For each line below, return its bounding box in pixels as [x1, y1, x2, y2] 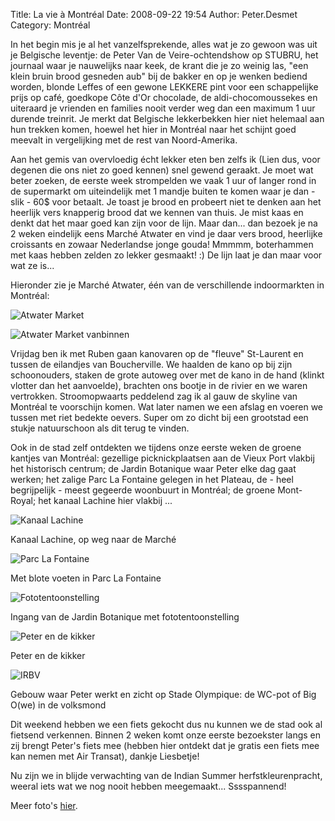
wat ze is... [10, 260, 55, 271]
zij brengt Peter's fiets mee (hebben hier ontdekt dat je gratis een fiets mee [10, 740, 320, 751]
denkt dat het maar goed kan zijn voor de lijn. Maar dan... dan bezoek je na [10, 217, 318, 229]
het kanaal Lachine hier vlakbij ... [38, 495, 173, 506]
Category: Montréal [10, 19, 91, 31]
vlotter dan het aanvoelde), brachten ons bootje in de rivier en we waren [10, 380, 308, 391]
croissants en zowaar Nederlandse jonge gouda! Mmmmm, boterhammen [10, 239, 314, 250]
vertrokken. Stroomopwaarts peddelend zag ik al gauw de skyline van [10, 390, 298, 402]
